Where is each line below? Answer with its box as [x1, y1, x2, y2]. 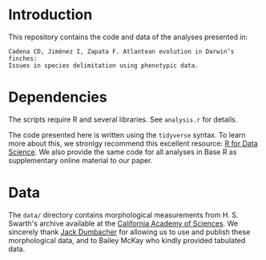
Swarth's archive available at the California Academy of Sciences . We [8, 218, 239, 228]
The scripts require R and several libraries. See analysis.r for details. [8, 114, 238, 124]
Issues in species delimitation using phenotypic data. [8, 62, 199, 70]
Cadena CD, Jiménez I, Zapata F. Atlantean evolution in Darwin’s [8, 47, 235, 55]
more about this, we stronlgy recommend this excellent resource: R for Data [8, 138, 258, 148]
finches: [8, 54, 38, 62]
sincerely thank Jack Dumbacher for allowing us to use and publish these [8, 226, 251, 237]
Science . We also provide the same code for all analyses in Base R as [8, 146, 237, 157]
